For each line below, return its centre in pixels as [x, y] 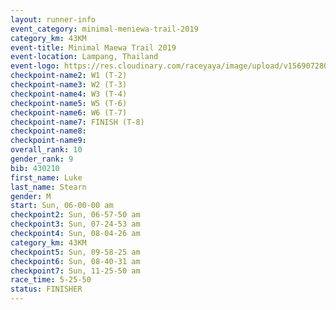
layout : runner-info [53, 19]
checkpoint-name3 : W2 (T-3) [69, 85]
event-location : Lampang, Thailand [84, 57]
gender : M [31, 196]
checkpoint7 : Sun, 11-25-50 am [75, 271]
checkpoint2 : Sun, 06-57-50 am [75, 215]
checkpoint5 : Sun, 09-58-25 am [75, 252]
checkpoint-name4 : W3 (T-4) [69, 94]
